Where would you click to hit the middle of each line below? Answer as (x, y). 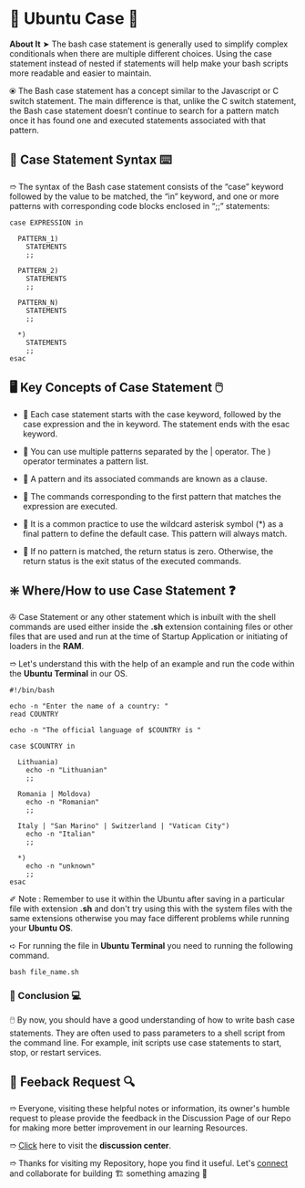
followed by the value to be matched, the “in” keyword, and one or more (144, 196)
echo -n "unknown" (61, 867)
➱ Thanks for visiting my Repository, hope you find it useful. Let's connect (149, 1163)
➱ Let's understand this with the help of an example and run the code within (152, 664)
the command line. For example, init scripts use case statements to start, (146, 1042)
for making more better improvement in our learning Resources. (129, 1128)
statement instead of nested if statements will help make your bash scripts (149, 63)
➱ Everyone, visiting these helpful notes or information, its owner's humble (150, 1109)
